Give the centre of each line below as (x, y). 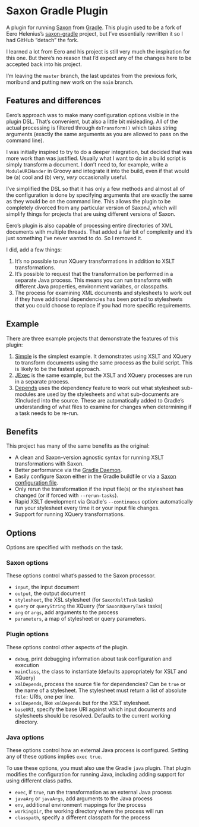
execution (27, 665)
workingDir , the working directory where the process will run (89, 811)
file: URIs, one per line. (45, 696)
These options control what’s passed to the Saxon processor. (81, 576)
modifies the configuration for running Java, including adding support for (96, 775)
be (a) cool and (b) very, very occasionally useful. (67, 177)
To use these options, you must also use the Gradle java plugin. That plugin (99, 768)
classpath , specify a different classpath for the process (82, 817)
